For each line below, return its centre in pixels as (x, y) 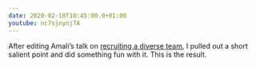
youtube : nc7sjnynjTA (44, 23)
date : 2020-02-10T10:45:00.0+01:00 (68, 16)
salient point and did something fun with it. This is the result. (108, 54)
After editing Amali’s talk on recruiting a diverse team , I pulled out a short (128, 45)
